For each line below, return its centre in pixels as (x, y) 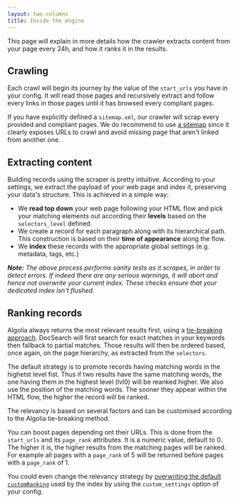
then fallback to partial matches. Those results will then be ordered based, (117, 345)
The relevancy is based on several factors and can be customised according (119, 410)
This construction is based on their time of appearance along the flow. (122, 239)
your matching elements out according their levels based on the (112, 216)
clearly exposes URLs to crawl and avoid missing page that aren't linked (113, 132)
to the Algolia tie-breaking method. (59, 418)
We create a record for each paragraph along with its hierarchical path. (122, 231)
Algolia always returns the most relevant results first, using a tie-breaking (115, 330)
